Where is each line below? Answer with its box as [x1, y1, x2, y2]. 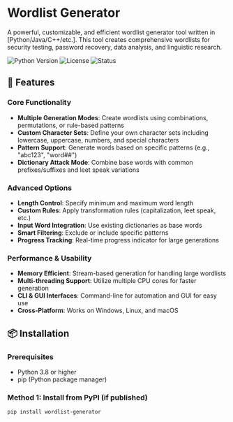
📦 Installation [7, 327, 70, 340]
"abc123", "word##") [17, 150, 77, 159]
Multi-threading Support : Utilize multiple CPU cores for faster [17, 277, 197, 285]
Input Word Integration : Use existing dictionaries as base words [17, 221, 202, 229]
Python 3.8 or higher [17, 368, 77, 376]
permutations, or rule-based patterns [17, 121, 124, 129]
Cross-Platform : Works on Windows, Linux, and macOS [17, 306, 179, 315]
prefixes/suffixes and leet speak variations [17, 166, 140, 174]
